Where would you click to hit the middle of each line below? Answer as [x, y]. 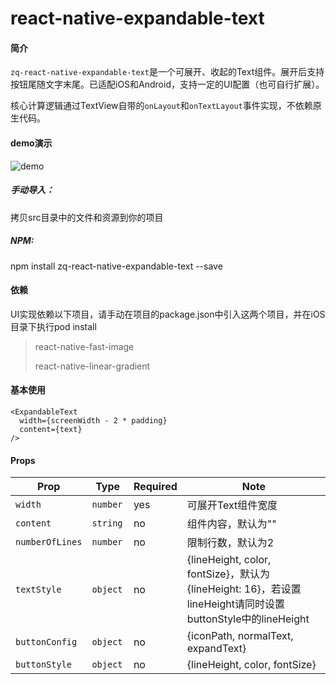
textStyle [38, 590]
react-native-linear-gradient [92, 366]
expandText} [216, 649]
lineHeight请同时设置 [235, 604]
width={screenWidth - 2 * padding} [93, 420]
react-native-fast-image [84, 346]
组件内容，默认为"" [231, 524]
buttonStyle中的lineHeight [248, 619]
